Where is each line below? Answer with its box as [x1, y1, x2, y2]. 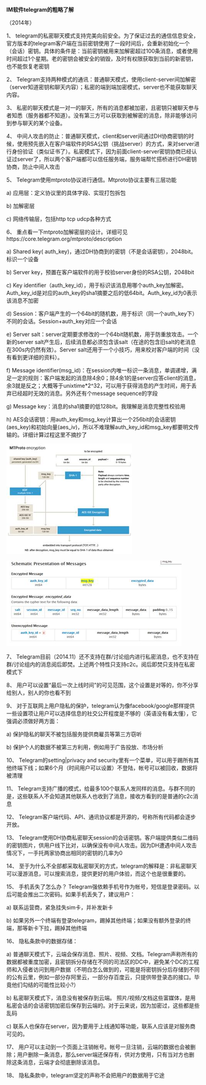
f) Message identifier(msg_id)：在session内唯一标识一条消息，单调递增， [6, 367, 192, 374]
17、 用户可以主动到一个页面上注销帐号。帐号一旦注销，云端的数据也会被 [6, 1043, 191, 1051]
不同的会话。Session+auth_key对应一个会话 [6, 318, 118, 324]
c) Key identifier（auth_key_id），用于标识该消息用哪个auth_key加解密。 [6, 282, 187, 289]
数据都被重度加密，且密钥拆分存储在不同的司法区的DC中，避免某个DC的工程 [6, 958, 199, 965]
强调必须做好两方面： [6, 718, 60, 724]
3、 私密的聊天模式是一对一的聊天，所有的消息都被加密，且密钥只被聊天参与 [6, 104, 199, 111]
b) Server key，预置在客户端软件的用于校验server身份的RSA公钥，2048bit [6, 269, 194, 275]
